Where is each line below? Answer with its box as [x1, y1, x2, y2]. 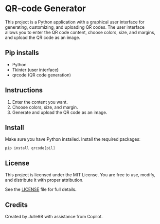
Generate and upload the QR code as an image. [12, 109, 107, 115]
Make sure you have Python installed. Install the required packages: [5, 136, 141, 142]
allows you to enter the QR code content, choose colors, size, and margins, [5, 29, 156, 35]
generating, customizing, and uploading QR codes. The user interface [5, 24, 145, 30]
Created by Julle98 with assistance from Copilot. [5, 214, 103, 219]
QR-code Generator [5, 3, 86, 14]
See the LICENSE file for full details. [5, 187, 77, 192]
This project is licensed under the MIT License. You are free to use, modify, [5, 172, 156, 178]
